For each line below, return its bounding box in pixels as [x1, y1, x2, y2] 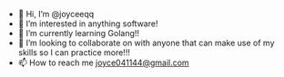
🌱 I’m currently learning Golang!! [17, 28, 139, 38]
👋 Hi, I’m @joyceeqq [17, 9, 95, 19]
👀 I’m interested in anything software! [17, 18, 158, 29]
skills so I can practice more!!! [17, 47, 130, 58]
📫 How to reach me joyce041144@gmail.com [17, 57, 189, 68]
